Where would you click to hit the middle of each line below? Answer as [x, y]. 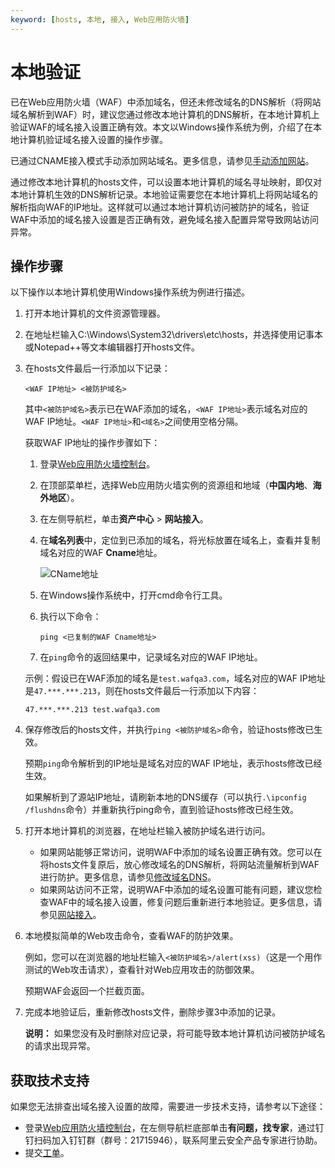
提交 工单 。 [47, 1153]
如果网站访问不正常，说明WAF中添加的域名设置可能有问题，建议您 [176, 890]
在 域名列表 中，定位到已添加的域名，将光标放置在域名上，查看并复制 [180, 540]
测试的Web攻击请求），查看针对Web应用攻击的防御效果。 [142, 970]
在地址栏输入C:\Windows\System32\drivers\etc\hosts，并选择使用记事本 [174, 335]
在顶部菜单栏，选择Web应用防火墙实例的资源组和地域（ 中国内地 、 [176, 485]
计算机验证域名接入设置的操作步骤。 [93, 139]
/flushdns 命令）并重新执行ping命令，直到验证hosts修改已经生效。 [161, 810]
